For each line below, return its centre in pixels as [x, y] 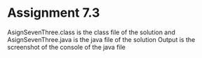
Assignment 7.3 [54, 13]
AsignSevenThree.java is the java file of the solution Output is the [101, 39]
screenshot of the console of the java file [67, 47]
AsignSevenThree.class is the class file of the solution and [91, 32]
